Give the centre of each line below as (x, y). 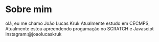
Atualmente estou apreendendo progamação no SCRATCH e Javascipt (80, 28)
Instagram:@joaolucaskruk (33, 34)
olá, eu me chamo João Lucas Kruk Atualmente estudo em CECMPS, (77, 23)
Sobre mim (29, 9)
